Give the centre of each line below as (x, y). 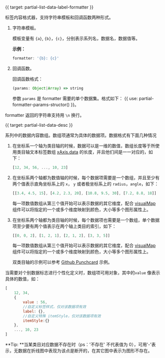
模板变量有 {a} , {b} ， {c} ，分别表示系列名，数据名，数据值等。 (76, 38)
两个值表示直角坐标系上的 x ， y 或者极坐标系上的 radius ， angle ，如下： (85, 184)
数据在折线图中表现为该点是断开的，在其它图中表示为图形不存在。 (85, 351)
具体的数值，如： (22, 279)
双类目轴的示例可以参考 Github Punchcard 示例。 (62, 262)
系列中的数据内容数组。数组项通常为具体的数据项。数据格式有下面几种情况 (81, 135)
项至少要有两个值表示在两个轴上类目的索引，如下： (64, 226)
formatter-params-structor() (41, 104)
